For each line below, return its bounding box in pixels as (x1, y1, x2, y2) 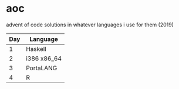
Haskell (26, 44, 47, 53)
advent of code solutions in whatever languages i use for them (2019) (6, 21, 174, 28)
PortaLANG (26, 64, 58, 72)
